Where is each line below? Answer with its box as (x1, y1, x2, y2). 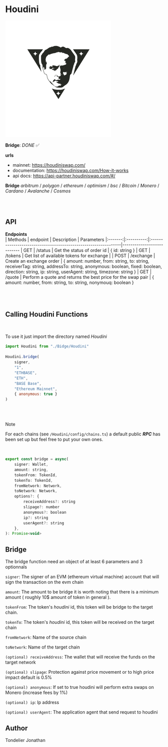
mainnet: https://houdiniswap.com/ (12, 162, 86, 168)
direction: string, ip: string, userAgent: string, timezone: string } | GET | (5, 269, 152, 275)
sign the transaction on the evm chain (5, 579, 84, 585)
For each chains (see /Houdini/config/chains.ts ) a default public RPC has (5, 431, 160, 437)
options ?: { (14, 494, 39, 499)
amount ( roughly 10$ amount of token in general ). (5, 594, 111, 601)
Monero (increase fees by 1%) (5, 689, 68, 695)
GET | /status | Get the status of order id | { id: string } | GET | (23, 247, 150, 253)
